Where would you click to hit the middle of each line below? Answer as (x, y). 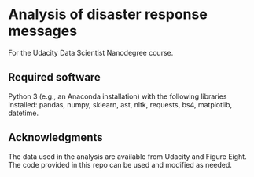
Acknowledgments (56, 137)
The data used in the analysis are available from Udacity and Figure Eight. (127, 156)
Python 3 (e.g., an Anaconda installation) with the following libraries (118, 96)
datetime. (24, 113)
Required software (54, 77)
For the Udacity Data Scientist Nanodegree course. (91, 52)
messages (42, 31)
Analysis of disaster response (108, 14)
